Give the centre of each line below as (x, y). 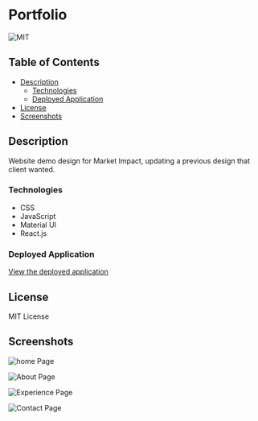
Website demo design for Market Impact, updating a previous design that (129, 161)
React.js (33, 233)
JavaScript (38, 216)
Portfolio (38, 15)
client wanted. (32, 169)
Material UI (38, 225)
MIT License (29, 316)
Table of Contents (54, 62)
